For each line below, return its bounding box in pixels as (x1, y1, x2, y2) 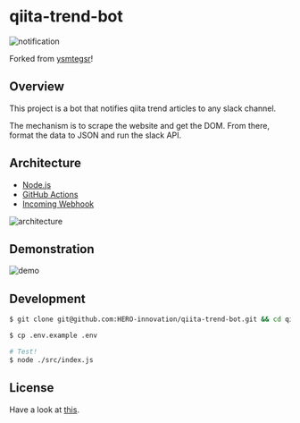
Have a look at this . (9, 404, 80, 415)
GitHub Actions (21, 189, 79, 199)
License (9, 380, 54, 395)
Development (9, 291, 87, 306)
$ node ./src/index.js (9, 355, 94, 364)
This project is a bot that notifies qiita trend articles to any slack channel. (9, 103, 277, 114)
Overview (9, 79, 65, 95)
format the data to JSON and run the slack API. (9, 130, 182, 140)
